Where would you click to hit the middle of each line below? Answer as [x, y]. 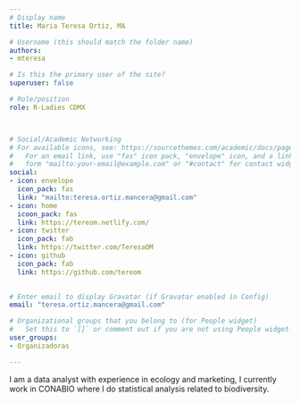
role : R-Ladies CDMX [48, 107]
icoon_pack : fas [47, 214]
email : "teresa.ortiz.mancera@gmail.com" [87, 305]
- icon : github [37, 256]
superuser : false [42, 83]
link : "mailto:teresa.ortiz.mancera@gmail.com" [108, 197]
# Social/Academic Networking [66, 139]
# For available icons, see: [63, 147]
